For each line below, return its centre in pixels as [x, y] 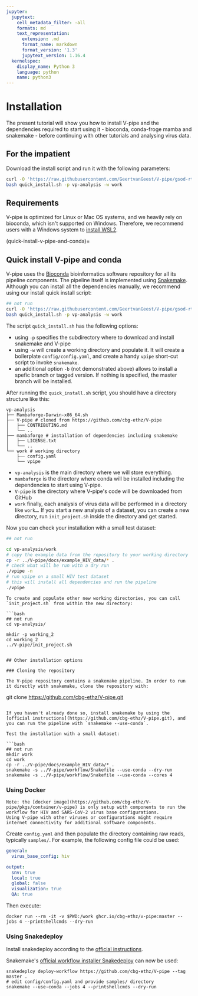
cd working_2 [22, 639]
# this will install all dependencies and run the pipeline [82, 582]
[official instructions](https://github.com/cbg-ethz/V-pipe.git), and [96, 718]
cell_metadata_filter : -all [51, 22]
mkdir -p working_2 [30, 634]
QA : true [22, 894]
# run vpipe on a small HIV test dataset [58, 577]
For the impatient [38, 154]
